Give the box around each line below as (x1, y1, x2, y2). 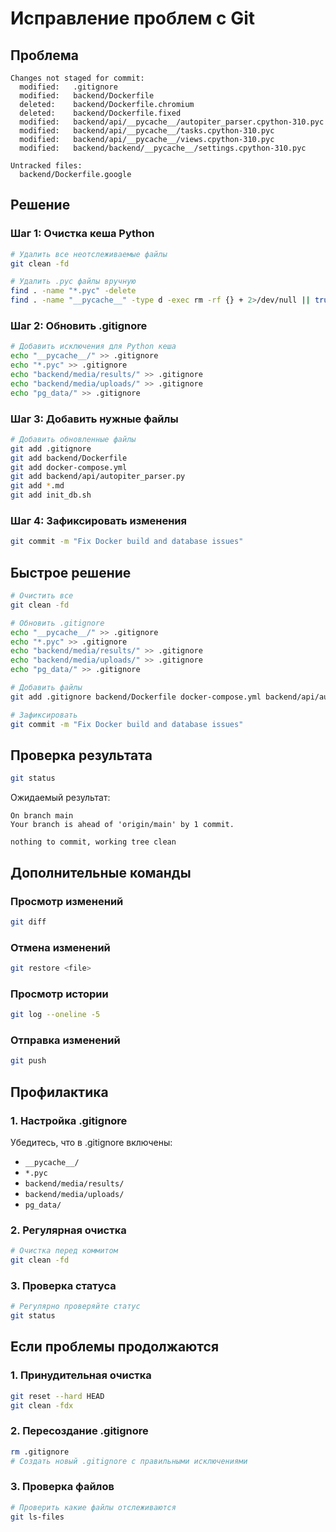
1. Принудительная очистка (10, 1368, 152, 1382)
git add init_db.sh (10, 490, 92, 501)
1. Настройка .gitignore (10, 1113, 128, 1127)
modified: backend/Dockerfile (19, 91, 155, 101)
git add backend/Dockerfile (10, 453, 128, 463)
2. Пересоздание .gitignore (10, 1424, 149, 1438)
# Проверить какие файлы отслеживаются (10, 1502, 177, 1512)
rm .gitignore (10, 1447, 70, 1457)
